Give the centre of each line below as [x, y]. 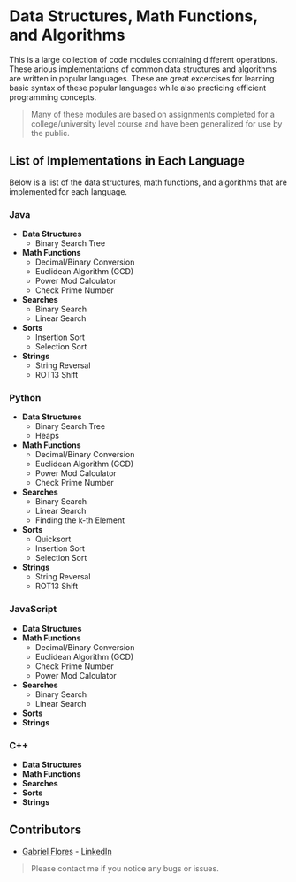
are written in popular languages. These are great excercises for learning [142, 78]
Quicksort [53, 539]
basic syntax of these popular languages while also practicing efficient [138, 88]
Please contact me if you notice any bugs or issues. [125, 868]
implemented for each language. [68, 191]
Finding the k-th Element [80, 520]
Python [25, 397]
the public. [50, 133]
